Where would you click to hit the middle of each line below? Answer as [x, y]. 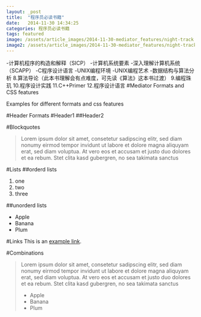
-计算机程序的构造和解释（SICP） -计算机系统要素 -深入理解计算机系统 [93, 63]
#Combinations [25, 253]
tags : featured [25, 34]
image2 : [16, 46]
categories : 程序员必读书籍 [38, 28]
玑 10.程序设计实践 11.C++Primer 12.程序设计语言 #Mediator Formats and [95, 85]
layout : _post [24, 12]
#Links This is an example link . [44, 241]
